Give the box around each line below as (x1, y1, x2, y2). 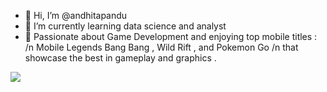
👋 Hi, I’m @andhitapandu (24, 10, 128, 21)
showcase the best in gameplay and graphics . (24, 52, 217, 64)
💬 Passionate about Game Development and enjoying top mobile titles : (24, 31, 318, 42)
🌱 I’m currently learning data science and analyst (24, 20, 227, 32)
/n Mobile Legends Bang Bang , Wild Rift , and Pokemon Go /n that (24, 41, 299, 53)
